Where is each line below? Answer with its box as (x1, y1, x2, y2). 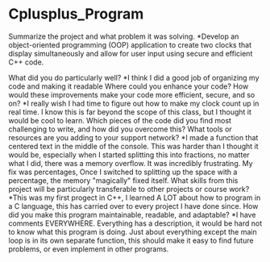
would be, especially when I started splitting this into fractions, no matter (8, 150, 250, 160)
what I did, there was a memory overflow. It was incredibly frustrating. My (8, 158, 253, 168)
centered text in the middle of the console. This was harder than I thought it (8, 141, 260, 151)
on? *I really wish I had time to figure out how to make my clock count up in (8, 98, 260, 108)
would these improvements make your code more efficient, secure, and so (8, 89, 255, 99)
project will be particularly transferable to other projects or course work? (8, 184, 250, 193)
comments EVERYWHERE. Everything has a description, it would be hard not (8, 218, 263, 228)
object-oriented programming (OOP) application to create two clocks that (8, 40, 252, 49)
